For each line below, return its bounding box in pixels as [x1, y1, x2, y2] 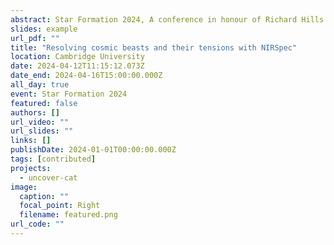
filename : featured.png [19, 210, 118, 220]
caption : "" [19, 191, 70, 201]
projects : [10, 163, 52, 173]
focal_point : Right [19, 201, 101, 211]
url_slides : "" [10, 126, 74, 136]
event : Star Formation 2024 [10, 89, 128, 99]
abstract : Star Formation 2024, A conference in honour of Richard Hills [10, 14, 325, 25]
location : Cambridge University [10, 52, 145, 62]
